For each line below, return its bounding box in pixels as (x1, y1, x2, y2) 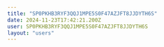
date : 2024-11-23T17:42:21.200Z (7, 17, 101, 23)
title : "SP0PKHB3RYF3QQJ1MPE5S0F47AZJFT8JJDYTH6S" (7, 10, 158, 17)
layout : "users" (7, 29, 54, 37)
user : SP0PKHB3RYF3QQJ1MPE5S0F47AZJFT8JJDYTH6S (7, 23, 149, 30)
